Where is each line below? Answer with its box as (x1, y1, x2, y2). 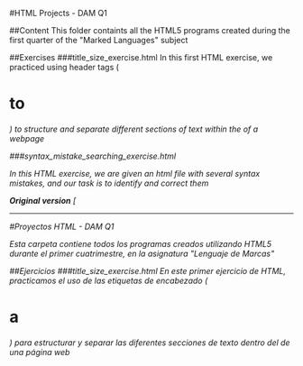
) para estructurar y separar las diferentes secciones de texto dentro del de (9, 337, 290, 348)
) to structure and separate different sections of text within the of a (9, 124, 259, 134)
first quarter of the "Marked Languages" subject (9, 35, 188, 45)
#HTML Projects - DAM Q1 (9, 8, 108, 18)
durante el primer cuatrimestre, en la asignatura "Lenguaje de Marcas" (9, 248, 275, 259)
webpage (9, 133, 45, 143)
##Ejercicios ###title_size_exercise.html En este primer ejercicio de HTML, (9, 265, 287, 276)
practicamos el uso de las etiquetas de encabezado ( (9, 275, 208, 286)
